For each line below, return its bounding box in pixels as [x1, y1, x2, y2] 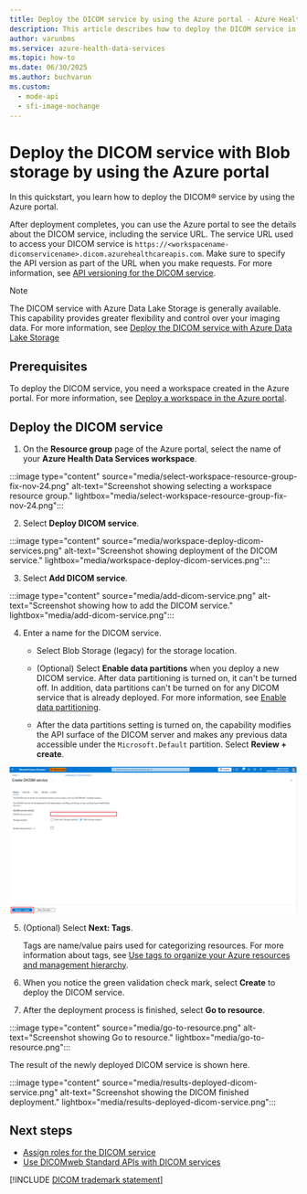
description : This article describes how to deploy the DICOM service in [9, 24, 297, 34]
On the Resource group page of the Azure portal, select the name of [22, 443, 281, 454]
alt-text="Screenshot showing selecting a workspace [71, 481, 272, 492]
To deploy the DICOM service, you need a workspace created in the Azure [9, 383, 290, 394]
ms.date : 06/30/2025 [9, 63, 89, 72]
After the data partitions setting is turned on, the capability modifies [36, 720, 291, 730]
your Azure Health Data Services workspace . [22, 453, 197, 464]
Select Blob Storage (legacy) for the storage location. [36, 645, 238, 656]
